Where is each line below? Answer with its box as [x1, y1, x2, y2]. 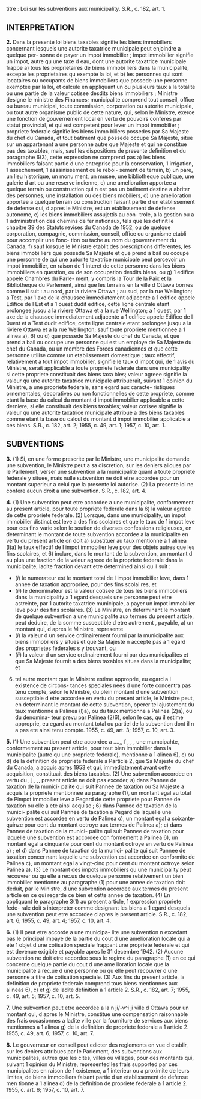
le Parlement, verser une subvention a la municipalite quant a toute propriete [6, 468, 196, 475]
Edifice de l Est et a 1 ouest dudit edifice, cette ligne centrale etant [6, 300, 170, 307]
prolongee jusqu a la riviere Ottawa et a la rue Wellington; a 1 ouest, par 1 [6, 307, 186, 314]
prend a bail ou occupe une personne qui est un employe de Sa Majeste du [6, 338, 192, 346]
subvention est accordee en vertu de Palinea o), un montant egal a [6, 815, 171, 822]
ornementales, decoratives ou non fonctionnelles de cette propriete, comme [6, 390, 195, 397]
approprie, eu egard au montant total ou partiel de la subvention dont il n [14, 720, 194, 727]
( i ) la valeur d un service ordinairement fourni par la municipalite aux [14, 631, 184, 639]
